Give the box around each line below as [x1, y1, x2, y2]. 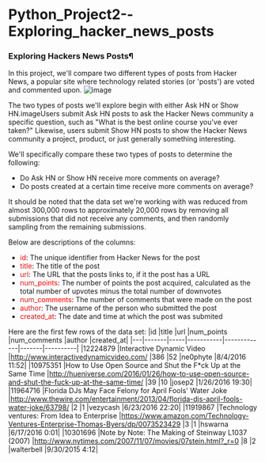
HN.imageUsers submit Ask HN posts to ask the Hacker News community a [8, 109, 255, 119]
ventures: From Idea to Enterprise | [8, 411, 122, 421]
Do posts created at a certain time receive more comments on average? [19, 182, 254, 191]
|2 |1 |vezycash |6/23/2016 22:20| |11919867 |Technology [70, 403, 258, 412]
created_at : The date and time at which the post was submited [19, 312, 223, 321]
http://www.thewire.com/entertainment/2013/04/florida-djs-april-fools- [10, 394, 243, 404]
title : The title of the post [19, 261, 100, 271]
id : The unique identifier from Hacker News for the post [19, 253, 200, 263]
